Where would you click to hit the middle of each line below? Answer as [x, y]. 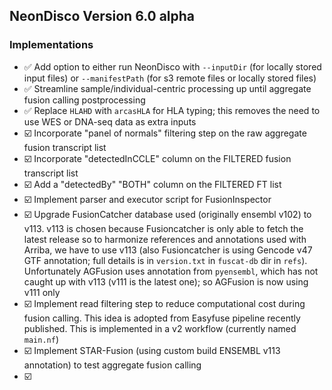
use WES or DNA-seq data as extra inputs [110, 121]
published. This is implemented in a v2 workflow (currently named [160, 328]
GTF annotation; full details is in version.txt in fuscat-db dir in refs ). [165, 260]
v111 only [42, 292]
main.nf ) [41, 339]
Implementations [51, 45]
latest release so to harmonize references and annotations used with [165, 239]
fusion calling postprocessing [84, 100]
